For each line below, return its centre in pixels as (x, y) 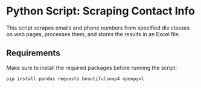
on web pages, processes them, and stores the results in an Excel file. (93, 34)
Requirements (33, 53)
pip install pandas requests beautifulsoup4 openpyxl (75, 79)
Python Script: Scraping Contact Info (101, 11)
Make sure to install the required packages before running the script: (91, 68)
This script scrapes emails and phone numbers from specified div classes (98, 28)
